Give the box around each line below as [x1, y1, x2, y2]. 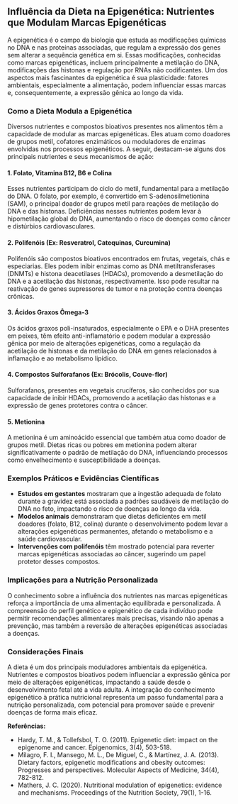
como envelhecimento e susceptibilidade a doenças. [7, 456, 161, 464]
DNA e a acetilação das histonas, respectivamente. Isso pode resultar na [7, 277, 220, 285]
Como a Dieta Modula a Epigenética [7, 106, 132, 116]
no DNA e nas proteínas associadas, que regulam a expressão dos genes [7, 43, 221, 52]
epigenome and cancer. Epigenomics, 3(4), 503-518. [17, 743, 172, 751]
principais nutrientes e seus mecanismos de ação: [7, 153, 154, 161]
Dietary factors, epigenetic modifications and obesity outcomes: [17, 759, 205, 767]
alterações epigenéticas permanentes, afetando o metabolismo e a [17, 527, 213, 536]
